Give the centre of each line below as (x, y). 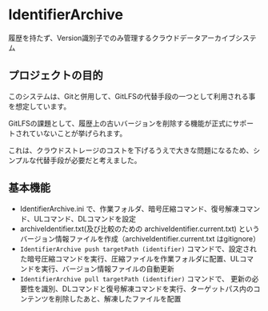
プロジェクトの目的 (56, 76)
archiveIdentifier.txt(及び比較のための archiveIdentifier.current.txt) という (140, 229)
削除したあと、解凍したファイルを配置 (118, 298)
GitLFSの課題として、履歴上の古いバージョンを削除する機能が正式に (121, 123)
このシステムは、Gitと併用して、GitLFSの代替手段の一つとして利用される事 (132, 96)
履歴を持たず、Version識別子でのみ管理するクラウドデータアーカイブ (122, 38)
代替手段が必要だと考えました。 (88, 160)
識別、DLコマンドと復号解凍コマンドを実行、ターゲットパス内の (147, 289)
